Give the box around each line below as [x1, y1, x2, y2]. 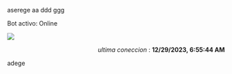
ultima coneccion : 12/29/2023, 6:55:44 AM [97, 46, 225, 54]
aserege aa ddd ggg [7, 6, 65, 14]
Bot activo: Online [7, 19, 58, 27]
